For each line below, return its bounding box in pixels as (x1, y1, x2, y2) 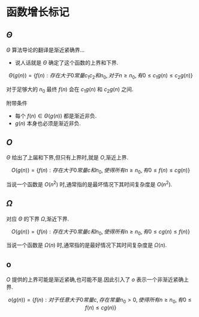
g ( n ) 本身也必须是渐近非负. (14, 119, 81, 126)
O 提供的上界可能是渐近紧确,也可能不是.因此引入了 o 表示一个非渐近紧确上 (6, 276, 189, 283)
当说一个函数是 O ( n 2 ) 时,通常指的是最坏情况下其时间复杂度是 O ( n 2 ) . (6, 180, 173, 188)
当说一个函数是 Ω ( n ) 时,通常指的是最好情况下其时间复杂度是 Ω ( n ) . (6, 241, 167, 249)
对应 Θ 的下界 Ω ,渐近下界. (6, 215, 70, 222)
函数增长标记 (6, 5, 70, 19)
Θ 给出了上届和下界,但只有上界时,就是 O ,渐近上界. (6, 154, 129, 161)
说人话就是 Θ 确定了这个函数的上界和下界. (14, 59, 119, 66)
